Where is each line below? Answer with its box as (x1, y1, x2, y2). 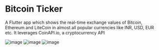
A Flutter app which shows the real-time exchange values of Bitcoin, (5, 19, 143, 25)
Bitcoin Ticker (5, 3, 63, 15)
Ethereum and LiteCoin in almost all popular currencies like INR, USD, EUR (5, 24, 154, 30)
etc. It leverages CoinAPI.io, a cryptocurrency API (5, 30, 105, 35)
